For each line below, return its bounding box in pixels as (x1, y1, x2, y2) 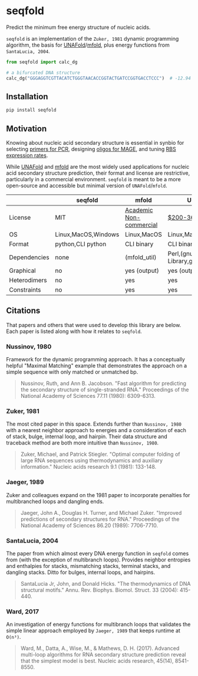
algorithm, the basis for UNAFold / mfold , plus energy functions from (6, 41, 170, 48)
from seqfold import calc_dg (6, 59, 78, 65)
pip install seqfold (6, 107, 57, 113)
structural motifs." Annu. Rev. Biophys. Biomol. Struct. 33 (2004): (20, 586, 179, 594)
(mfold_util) (124, 253, 157, 262)
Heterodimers (9, 276, 47, 285)
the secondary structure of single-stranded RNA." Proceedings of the (20, 386, 189, 393)
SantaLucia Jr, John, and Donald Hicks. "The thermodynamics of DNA (20, 580, 191, 587)
